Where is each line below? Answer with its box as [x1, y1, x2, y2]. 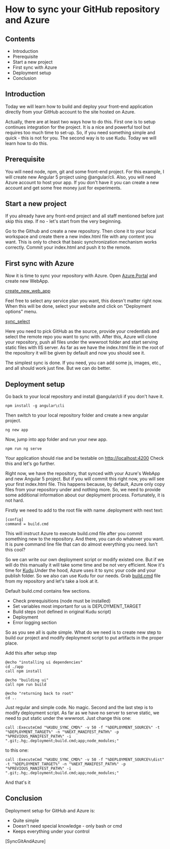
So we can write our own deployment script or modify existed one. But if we [5, 557, 164, 563]
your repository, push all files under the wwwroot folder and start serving [5, 339, 158, 345]
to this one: [5, 747, 29, 753]
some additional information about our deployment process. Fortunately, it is [5, 492, 165, 498]
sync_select [5, 318, 30, 325]
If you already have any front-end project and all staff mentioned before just [5, 213, 164, 219]
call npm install [5, 669, 42, 674]
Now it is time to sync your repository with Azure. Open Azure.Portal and [5, 273, 157, 279]
